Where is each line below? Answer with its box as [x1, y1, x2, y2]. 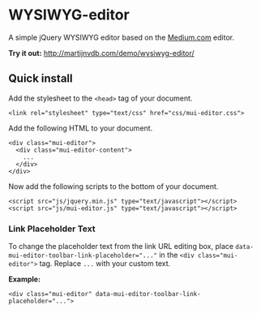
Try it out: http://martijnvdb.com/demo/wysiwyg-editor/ [8, 48, 195, 58]
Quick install [8, 71, 73, 86]
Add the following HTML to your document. [8, 123, 153, 133]
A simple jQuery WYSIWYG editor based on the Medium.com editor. [8, 32, 235, 42]
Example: [8, 274, 41, 285]
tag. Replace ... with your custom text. [39, 259, 171, 268]
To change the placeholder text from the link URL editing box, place [8, 242, 233, 251]
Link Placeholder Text [8, 223, 96, 234]
